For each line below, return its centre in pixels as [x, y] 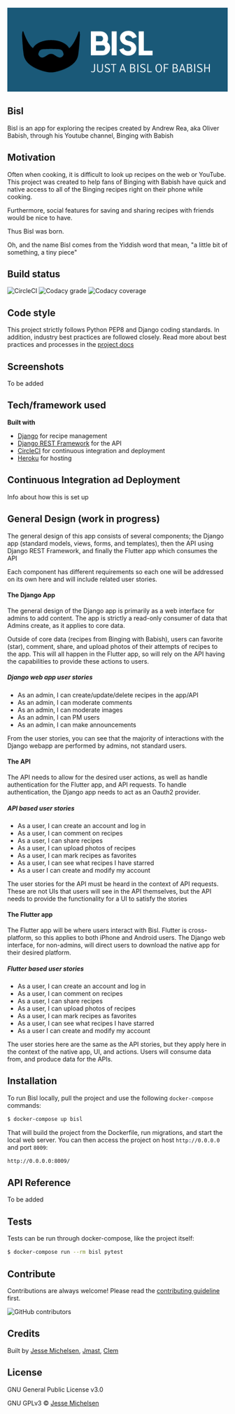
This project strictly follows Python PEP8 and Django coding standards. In [113, 330]
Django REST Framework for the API [70, 443]
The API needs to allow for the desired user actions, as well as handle [107, 777]
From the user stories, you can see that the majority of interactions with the [116, 738]
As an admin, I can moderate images [70, 710]
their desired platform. [39, 952]
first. [14, 1298]
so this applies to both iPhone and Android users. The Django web [130, 938]
